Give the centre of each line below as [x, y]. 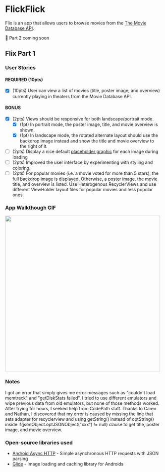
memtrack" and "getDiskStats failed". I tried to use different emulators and [81, 398]
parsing [20, 459]
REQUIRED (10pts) [24, 79]
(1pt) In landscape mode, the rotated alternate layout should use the [89, 135]
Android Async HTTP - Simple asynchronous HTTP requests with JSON [85, 453]
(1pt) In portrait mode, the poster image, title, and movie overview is [89, 124]
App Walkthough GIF [30, 208]
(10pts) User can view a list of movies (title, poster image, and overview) [86, 91]
